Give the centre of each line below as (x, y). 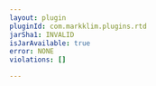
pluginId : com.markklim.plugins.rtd (78, 26)
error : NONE (32, 52)
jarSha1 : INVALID (42, 34)
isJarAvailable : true (50, 43)
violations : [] (38, 60)
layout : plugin (38, 18)
